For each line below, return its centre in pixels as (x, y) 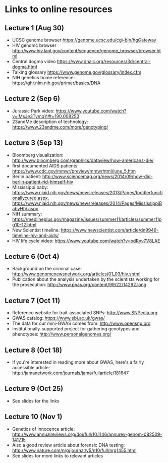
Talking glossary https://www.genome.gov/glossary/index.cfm (77, 72)
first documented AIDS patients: (45, 165)
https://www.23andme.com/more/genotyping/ (60, 127)
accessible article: (31, 368)
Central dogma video (34, 61)
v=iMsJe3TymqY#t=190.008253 (46, 116)
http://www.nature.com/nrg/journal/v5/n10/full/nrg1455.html (74, 450)
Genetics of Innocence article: (43, 429)
